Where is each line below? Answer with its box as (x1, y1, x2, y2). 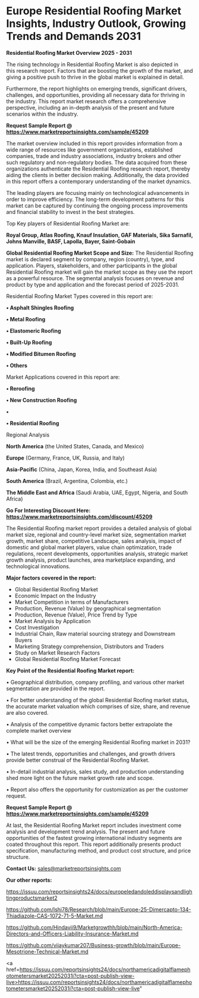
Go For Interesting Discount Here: (6, 507, 91, 514)
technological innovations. (6, 562, 71, 570)
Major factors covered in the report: (6, 574, 96, 581)
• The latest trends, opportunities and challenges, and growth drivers (6, 750, 175, 757)
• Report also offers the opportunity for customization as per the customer (6, 786, 188, 793)
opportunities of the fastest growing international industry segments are (6, 834, 182, 841)
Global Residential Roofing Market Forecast (14, 655, 121, 662)
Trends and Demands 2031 (6, 30, 141, 43)
